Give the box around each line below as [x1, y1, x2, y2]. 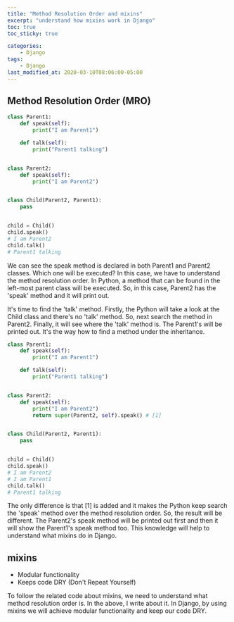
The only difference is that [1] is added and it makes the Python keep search [7, 502, 228, 510]
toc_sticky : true [7, 30, 58, 37]
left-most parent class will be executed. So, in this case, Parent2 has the [7, 283, 216, 292]
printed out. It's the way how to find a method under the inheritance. [7, 327, 205, 335]
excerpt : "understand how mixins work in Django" [7, 17, 156, 24]
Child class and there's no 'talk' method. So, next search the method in [7, 312, 213, 321]
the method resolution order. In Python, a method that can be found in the [7, 276, 221, 285]
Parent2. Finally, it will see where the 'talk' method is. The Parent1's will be [7, 320, 223, 328]
